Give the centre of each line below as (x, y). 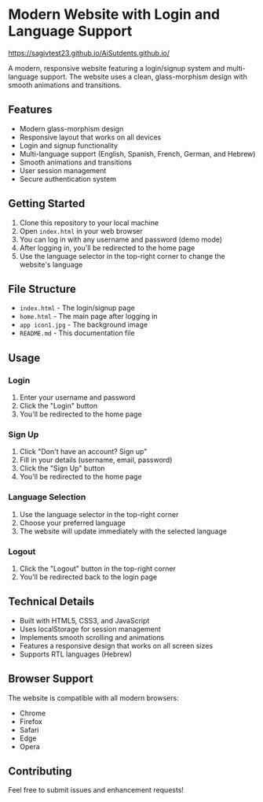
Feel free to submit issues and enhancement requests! (96, 790)
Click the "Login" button (58, 406)
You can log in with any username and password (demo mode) (121, 239)
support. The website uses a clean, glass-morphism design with (143, 76)
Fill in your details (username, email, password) (96, 460)
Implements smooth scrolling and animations (92, 637)
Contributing (40, 771)
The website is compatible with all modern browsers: (93, 697)
